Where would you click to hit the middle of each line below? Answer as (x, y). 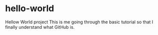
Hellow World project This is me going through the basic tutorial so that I (79, 22)
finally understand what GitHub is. (40, 27)
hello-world (30, 9)
